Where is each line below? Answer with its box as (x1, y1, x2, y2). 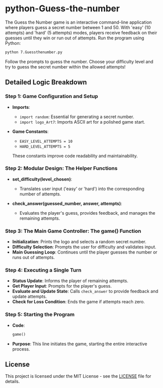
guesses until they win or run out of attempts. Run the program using (5, 35, 144, 41)
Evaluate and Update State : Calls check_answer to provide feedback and (12, 289, 159, 294)
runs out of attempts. (12, 255, 55, 260)
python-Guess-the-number (5, 3, 120, 14)
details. (5, 379, 20, 385)
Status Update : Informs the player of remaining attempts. (12, 278, 129, 284)
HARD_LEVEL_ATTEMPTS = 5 (19, 144, 71, 149)
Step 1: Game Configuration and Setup (5, 93, 98, 100)
